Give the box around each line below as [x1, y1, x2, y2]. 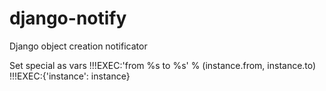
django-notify [9, 7, 127, 30]
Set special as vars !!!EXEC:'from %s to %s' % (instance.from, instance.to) [9, 59, 317, 71]
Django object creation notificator [9, 40, 148, 52]
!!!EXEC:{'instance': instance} [9, 70, 131, 82]
